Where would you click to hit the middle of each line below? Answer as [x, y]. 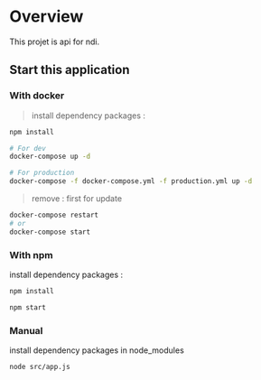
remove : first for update [77, 199]
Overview [47, 17]
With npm [31, 255]
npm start [28, 307]
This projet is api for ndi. [55, 42]
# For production [42, 173]
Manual [26, 330]
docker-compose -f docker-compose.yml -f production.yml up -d [131, 181]
